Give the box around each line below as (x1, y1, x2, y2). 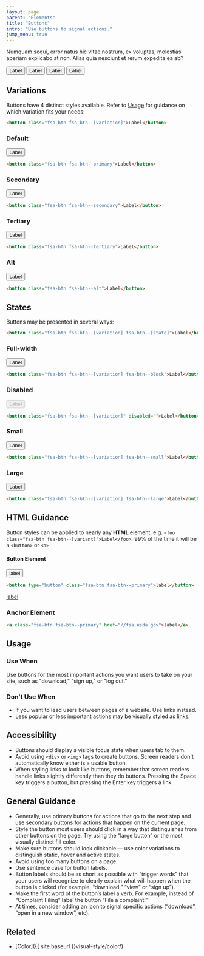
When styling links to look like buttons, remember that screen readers (15, 765, 189, 773)
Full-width (6, 344, 38, 353)
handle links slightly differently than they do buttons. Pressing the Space (15, 772, 197, 779)
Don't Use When (6, 693, 56, 701)
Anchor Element (6, 608, 55, 617)
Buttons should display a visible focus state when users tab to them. (15, 746, 186, 753)
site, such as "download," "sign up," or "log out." (6, 677, 127, 685)
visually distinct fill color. (15, 838, 77, 846)
